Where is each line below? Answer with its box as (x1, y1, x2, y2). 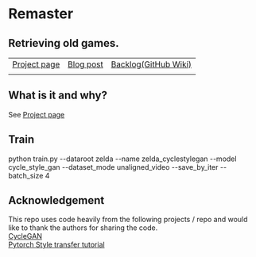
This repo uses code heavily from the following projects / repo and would (8, 215, 248, 224)
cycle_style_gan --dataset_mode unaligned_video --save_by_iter (8, 162, 219, 171)
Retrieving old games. (8, 36, 119, 50)
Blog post (67, 59, 103, 70)
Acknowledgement (8, 194, 105, 207)
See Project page (8, 109, 65, 119)
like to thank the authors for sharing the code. (8, 223, 158, 232)
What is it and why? (8, 89, 107, 102)
